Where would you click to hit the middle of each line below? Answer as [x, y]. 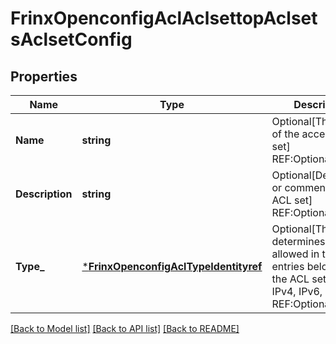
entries [288, 266]
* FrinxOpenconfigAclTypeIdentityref [172, 266]
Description [44, 194]
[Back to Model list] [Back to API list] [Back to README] [125, 328]
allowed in [295, 254]
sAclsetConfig [71, 39]
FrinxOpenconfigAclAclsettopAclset [164, 18]
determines [298, 241]
